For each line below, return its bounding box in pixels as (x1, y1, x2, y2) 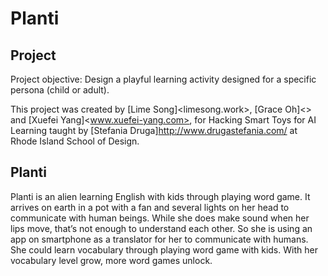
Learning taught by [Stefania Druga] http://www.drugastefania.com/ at (10, 125, 298, 136)
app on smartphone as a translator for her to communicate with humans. (10, 233, 309, 245)
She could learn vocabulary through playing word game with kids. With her (10, 243, 318, 256)
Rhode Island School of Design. (10, 135, 140, 147)
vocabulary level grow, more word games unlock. (10, 254, 213, 266)
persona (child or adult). (10, 84, 110, 96)
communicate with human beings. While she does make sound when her (10, 212, 310, 224)
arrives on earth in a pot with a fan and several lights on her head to (10, 201, 290, 213)
